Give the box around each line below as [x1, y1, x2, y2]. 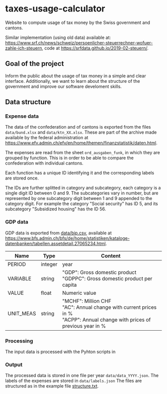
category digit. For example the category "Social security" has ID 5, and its [5, 200, 158, 207]
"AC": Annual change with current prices [62, 304, 157, 311]
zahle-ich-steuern [5, 45, 42, 51]
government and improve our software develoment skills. [5, 83, 122, 89]
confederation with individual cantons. [5, 160, 83, 166]
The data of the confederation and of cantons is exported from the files [5, 124, 151, 130]
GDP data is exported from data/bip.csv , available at [5, 230, 112, 236]
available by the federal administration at [5, 135, 88, 141]
